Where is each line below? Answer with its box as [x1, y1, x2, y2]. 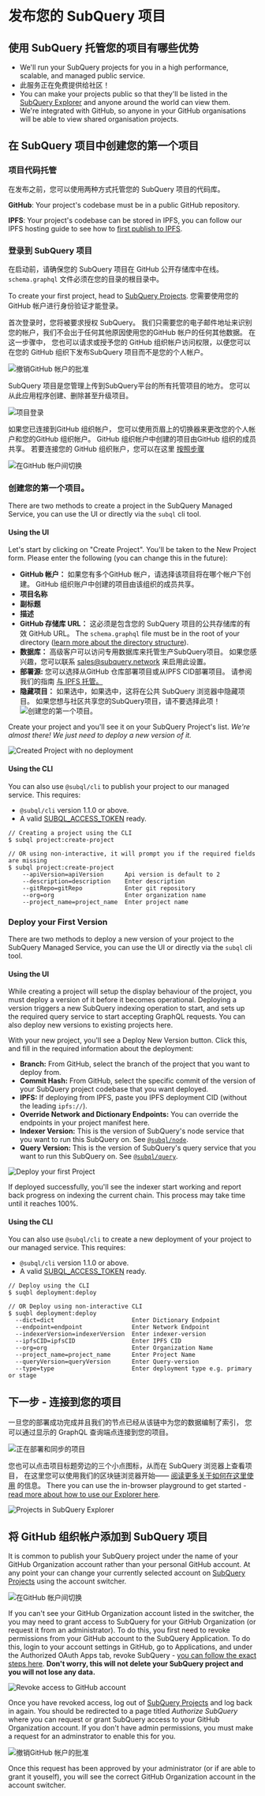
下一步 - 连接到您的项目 [8, 1395, 122, 1408]
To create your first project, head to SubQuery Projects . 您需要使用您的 [8, 291, 239, 300]
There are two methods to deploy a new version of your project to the [8, 934, 234, 944]
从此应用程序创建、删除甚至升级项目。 [8, 390, 132, 400]
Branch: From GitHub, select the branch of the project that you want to [19, 1059, 250, 1069]
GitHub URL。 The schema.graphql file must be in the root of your [28, 629, 241, 638]
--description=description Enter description [22, 877, 185, 885]
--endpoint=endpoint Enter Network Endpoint [15, 1324, 211, 1332]
